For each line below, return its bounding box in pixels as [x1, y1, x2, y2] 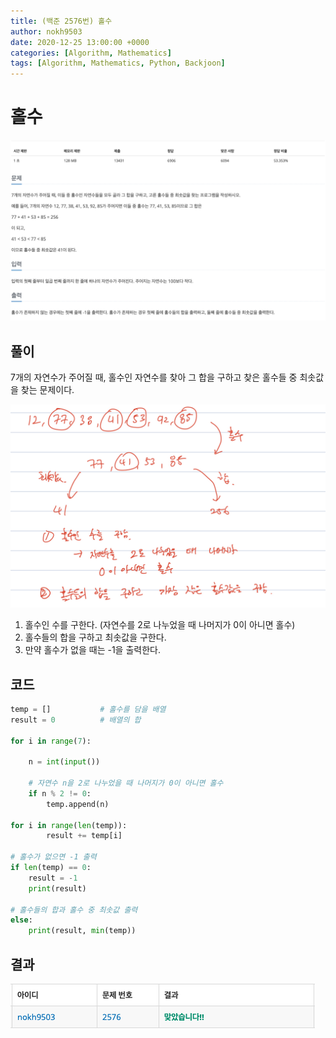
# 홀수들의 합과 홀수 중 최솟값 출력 [10, 905, 138, 915]
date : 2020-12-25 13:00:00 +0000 [10, 37, 150, 47]
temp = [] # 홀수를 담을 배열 [10, 704, 167, 714]
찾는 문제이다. [20, 384, 75, 396]
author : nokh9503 [10, 26, 83, 37]
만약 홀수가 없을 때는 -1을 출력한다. [24, 644, 161, 656]
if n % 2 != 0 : [28, 788, 92, 799]
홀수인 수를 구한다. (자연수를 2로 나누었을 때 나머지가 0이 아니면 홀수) [24, 619, 296, 631]
